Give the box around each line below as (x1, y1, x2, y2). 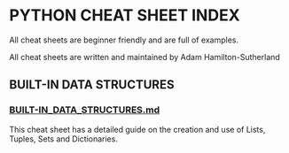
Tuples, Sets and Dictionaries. (9, 134, 118, 144)
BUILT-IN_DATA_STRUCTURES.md (9, 103, 160, 116)
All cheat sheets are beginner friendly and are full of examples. (9, 34, 239, 45)
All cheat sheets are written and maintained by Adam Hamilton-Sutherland (9, 51, 281, 62)
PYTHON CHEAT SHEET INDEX (9, 5, 241, 26)
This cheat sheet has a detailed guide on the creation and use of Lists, (9, 124, 266, 134)
